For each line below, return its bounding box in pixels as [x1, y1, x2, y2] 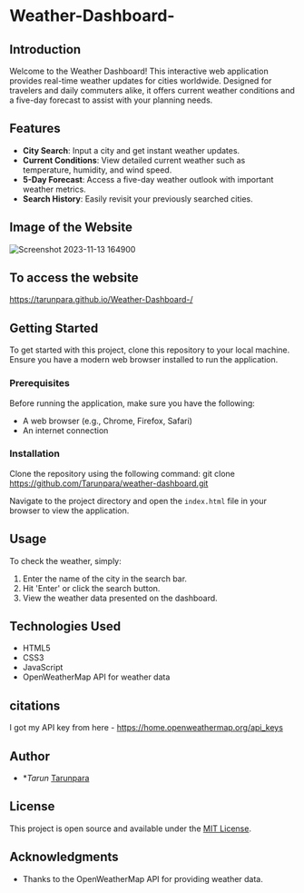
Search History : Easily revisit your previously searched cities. [22, 193, 254, 204]
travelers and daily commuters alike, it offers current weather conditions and [9, 85, 295, 95]
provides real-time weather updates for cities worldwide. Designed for [9, 75, 272, 86]
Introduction [9, 42, 82, 57]
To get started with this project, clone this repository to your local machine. [9, 344, 290, 355]
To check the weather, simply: [9, 555, 123, 566]
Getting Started [9, 320, 99, 336]
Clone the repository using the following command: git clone [9, 468, 236, 479]
